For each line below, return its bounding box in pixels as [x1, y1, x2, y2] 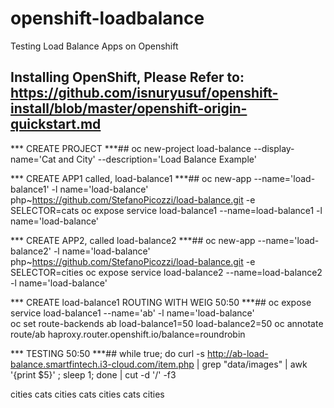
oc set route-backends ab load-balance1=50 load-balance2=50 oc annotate [10, 317, 324, 329]
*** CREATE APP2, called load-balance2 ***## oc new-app [10, 234, 256, 246]
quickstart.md [10, 116, 102, 133]
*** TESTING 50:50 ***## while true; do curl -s [10, 347, 205, 359]
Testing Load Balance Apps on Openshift [10, 40, 179, 52]
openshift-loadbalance [10, 7, 205, 30]
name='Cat [10, 153, 57, 165]
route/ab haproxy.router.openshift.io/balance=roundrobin [10, 328, 246, 340]
